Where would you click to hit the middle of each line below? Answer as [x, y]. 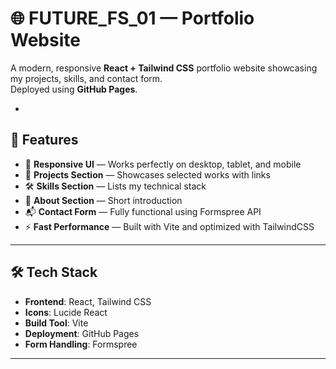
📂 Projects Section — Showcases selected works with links [147, 174]
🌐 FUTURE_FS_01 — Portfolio [132, 18]
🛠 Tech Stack [54, 272]
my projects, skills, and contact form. [86, 78]
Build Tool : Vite [56, 323]
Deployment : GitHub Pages [82, 333]
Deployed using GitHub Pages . [74, 89]
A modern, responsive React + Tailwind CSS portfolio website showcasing [164, 68]
